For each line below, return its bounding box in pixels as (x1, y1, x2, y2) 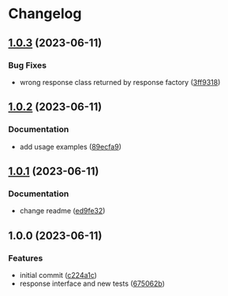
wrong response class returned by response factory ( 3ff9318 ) (19, 77, 221, 87)
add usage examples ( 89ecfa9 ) (19, 142, 122, 151)
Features (8, 253, 43, 264)
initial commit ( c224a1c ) (19, 270, 97, 279)
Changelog (8, 5, 82, 23)
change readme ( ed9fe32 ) (19, 206, 106, 216)
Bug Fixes (8, 60, 47, 71)
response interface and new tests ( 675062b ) (19, 279, 166, 288)
